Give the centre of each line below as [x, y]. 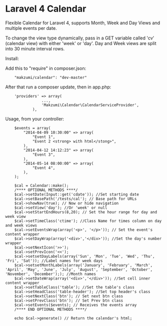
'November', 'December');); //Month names [51, 274]
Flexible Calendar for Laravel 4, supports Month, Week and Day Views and [83, 23]
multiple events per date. [31, 28]
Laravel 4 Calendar [46, 9]
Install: [12, 58]
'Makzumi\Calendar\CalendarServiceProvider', [90, 105]
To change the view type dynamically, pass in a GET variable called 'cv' [80, 38]
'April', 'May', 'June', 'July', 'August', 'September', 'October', [79, 269]
